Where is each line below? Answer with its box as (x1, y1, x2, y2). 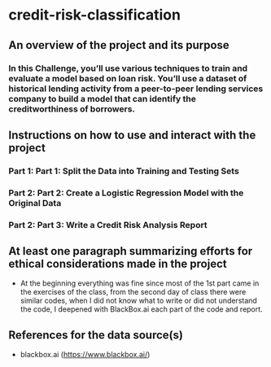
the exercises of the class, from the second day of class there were (20, 287, 247, 297)
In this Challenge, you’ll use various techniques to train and (8, 63, 248, 74)
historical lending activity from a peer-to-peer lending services (8, 83, 264, 94)
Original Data (8, 197, 62, 208)
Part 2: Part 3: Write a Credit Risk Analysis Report (8, 219, 208, 230)
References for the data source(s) (8, 328, 183, 342)
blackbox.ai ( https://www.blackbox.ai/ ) (20, 350, 151, 360)
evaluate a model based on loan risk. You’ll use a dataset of (8, 72, 247, 84)
